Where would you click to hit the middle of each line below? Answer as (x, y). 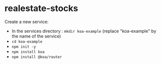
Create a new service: (27, 22)
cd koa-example (27, 41)
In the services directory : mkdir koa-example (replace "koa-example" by (84, 31)
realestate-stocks (41, 8)
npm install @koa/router (37, 57)
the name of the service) (36, 36)
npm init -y (24, 47)
